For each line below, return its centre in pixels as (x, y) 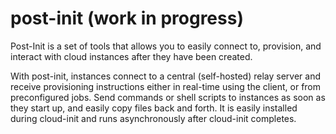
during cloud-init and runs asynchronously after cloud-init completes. (153, 118)
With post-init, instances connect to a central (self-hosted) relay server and (165, 76)
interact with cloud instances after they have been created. (131, 56)
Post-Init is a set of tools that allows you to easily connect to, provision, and (166, 46)
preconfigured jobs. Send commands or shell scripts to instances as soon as (168, 97)
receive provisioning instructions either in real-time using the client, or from (166, 86)
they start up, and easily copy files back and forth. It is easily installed (154, 108)
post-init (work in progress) (127, 18)
